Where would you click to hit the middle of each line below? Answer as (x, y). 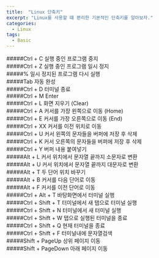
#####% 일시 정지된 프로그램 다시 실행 (54, 74)
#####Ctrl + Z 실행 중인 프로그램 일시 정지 (58, 66)
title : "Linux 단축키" (35, 12)
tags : (13, 35)
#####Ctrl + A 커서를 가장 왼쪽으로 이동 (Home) (65, 111)
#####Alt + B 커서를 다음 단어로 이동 (51, 180)
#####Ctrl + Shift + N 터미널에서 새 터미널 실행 (64, 210)
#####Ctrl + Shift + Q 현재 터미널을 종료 (56, 226)
